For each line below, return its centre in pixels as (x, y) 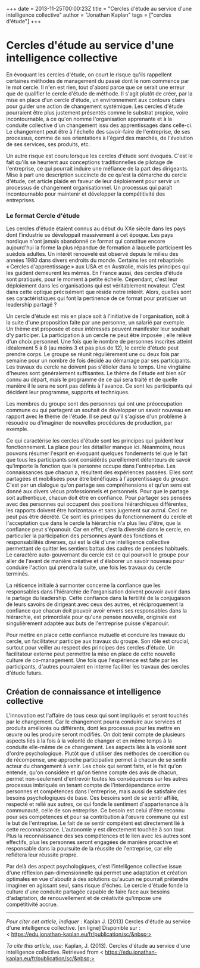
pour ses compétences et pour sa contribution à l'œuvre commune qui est (97, 817)
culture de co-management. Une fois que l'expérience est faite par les (92, 660)
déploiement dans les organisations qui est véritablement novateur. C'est (96, 286)
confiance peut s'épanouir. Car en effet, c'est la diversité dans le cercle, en (98, 530)
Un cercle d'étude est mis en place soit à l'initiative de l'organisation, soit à (98, 316)
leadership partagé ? (32, 305)
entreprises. (21, 200)
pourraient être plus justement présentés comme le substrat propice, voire (97, 112)
